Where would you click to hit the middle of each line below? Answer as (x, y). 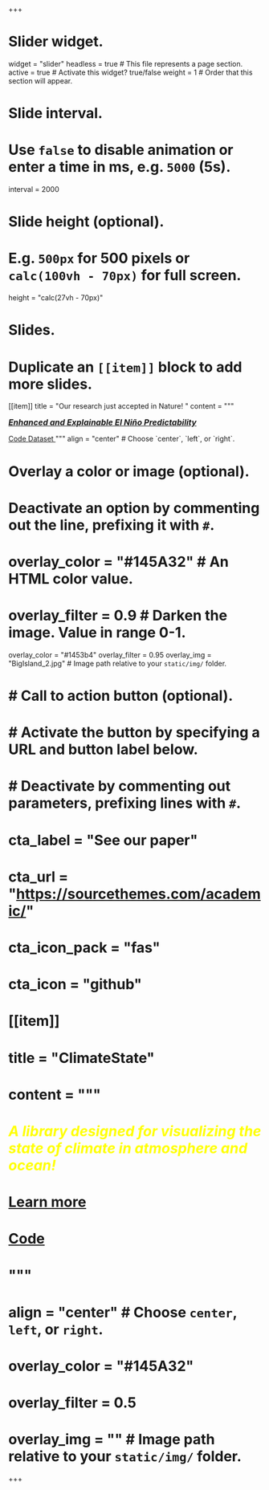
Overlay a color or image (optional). (129, 471)
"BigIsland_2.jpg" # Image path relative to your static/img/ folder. (118, 663)
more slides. (50, 384)
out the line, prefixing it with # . (112, 525)
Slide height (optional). (86, 222)
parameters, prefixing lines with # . (125, 803)
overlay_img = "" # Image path (112, 1440)
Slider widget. (56, 42)
